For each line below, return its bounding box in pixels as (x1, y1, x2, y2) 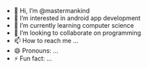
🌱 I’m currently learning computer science (13, 22, 134, 29)
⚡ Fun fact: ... (13, 54, 52, 62)
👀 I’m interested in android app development (13, 14, 141, 22)
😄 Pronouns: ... (13, 46, 59, 55)
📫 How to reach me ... (13, 37, 79, 44)
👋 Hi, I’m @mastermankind (13, 7, 90, 15)
